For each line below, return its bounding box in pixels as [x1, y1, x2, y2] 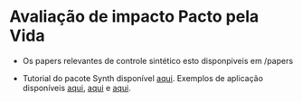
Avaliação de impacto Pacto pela [9, 6, 260, 27]
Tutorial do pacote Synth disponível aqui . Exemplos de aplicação [22, 72, 264, 83]
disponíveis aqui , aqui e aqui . [22, 82, 131, 93]
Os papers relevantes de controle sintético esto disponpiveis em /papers [22, 55, 294, 66]
